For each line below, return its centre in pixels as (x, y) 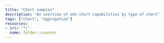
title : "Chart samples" (30, 10)
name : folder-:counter (33, 33)
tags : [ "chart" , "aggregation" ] (39, 19)
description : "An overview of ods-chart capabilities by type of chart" (82, 14)
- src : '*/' (17, 28)
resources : (16, 23)
